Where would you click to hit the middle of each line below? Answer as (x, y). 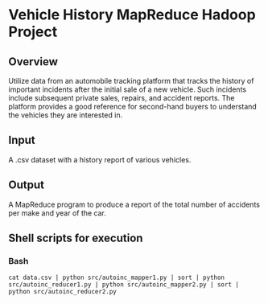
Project (33, 32)
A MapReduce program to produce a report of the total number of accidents (134, 204)
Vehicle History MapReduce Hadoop (132, 15)
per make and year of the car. (58, 213)
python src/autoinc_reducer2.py (62, 292)
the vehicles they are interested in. (66, 115)
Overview (33, 62)
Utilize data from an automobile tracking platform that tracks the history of (131, 81)
